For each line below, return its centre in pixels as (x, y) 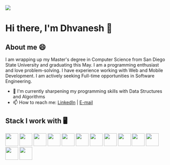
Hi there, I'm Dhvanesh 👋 (59, 28)
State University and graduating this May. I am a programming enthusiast (82, 65)
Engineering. (19, 81)
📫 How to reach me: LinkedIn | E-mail (53, 102)
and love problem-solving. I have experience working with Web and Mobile (84, 70)
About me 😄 (26, 47)
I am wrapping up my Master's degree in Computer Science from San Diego (85, 59)
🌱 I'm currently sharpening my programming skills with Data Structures (87, 91)
